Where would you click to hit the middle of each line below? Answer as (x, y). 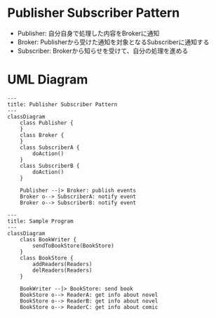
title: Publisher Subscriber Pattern (62, 104)
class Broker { (42, 135)
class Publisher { (47, 123)
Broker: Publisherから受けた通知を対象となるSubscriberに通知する (113, 42)
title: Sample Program (40, 221)
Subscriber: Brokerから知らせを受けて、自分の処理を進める (103, 51)
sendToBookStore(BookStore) (73, 246)
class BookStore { (47, 258)
